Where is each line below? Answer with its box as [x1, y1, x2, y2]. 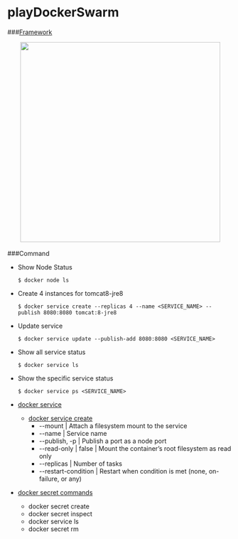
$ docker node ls [17, 277, 70, 284]
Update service [17, 321, 63, 330]
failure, [38, 474, 60, 483]
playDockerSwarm [7, 4, 119, 21]
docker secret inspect [28, 509, 92, 518]
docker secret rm [28, 524, 80, 533]
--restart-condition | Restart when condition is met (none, [38, 466, 207, 475]
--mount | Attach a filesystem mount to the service [38, 421, 188, 430]
